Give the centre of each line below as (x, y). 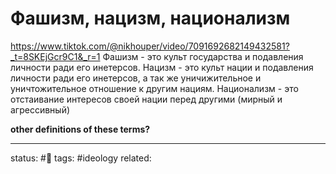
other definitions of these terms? (80, 129)
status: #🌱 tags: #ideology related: (81, 158)
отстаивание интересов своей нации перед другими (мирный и (146, 99)
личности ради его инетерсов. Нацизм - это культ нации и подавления (162, 67)
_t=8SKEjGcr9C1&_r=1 (55, 56)
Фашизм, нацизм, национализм (150, 18)
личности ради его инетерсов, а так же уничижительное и (136, 78)
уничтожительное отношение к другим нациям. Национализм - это (154, 88)
